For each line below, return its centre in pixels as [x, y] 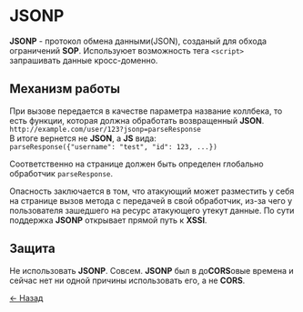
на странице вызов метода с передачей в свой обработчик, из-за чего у [151, 200]
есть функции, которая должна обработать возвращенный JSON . [137, 120]
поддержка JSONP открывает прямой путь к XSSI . [108, 220]
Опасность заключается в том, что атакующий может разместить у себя [152, 191]
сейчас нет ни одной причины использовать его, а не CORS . [127, 280]
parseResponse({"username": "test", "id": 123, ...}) [114, 146]
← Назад [26, 297]
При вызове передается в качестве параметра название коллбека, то [146, 111]
